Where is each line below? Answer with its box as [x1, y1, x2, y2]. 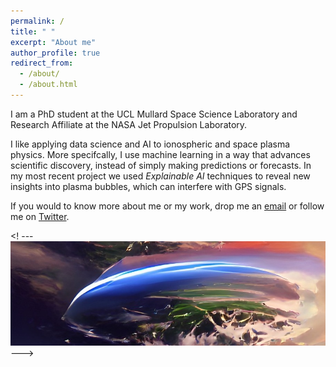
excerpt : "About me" [10, 37, 97, 47]
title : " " [10, 26, 56, 37]
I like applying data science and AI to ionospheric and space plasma [10, 138, 291, 150]
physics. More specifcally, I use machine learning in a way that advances [10, 148, 311, 160]
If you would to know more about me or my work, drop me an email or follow [10, 200, 325, 212]
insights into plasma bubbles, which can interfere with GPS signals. [10, 180, 287, 192]
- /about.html [19, 80, 78, 90]
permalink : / [10, 16, 65, 26]
